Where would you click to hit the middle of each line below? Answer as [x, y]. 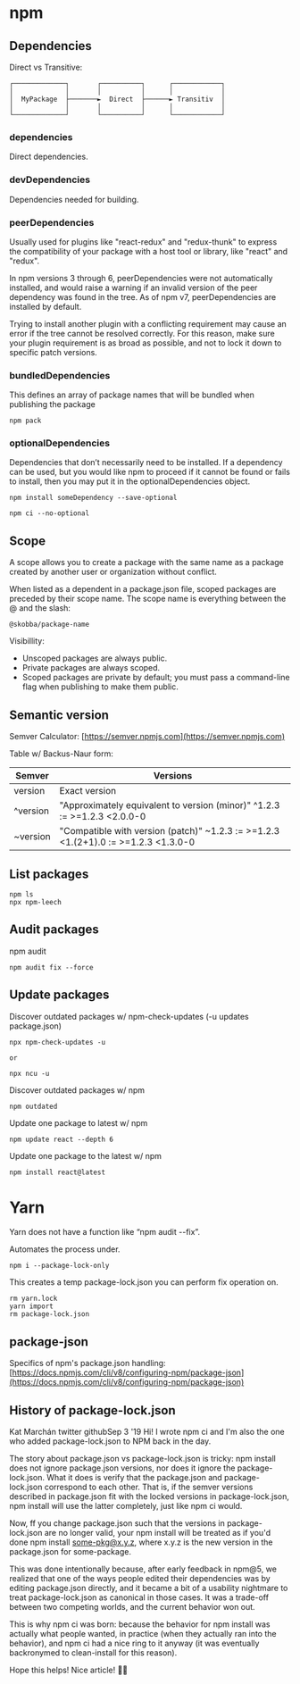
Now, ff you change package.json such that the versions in [117, 1523]
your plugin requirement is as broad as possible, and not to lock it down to [146, 343]
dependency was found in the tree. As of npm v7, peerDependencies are [143, 296]
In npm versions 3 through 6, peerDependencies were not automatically [141, 278]
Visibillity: [27, 641]
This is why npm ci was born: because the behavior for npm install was [140, 1624]
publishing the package [52, 404]
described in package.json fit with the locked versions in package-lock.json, [150, 1496]
